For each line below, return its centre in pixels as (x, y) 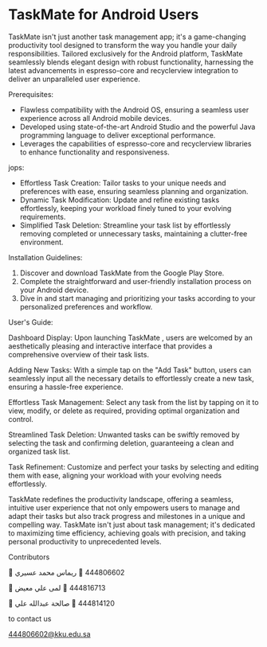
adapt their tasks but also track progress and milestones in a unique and (127, 516)
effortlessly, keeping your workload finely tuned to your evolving (126, 208)
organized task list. (39, 451)
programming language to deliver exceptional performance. (118, 135)
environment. (41, 242)
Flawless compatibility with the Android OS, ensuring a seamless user (134, 110)
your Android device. (54, 290)
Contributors (29, 557)
